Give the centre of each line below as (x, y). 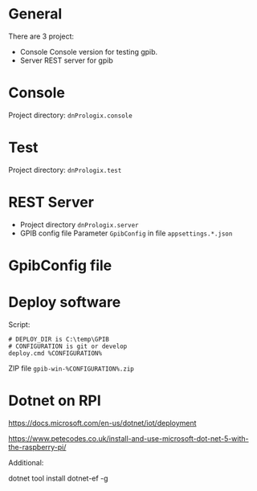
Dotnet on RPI (55, 401)
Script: (19, 324)
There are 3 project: (41, 36)
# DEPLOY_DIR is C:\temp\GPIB (59, 339)
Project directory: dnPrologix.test (65, 170)
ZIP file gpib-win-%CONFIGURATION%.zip (71, 368)
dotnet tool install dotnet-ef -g (58, 478)
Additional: (26, 462)
